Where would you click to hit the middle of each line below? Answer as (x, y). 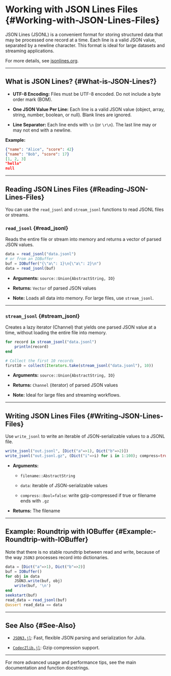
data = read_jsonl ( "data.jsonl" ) (41, 254)
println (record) (32, 346)
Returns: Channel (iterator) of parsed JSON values (65, 385)
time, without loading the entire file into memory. (56, 333)
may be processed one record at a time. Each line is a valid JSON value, (81, 40)
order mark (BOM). (32, 99)
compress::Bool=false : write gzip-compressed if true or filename (88, 495)
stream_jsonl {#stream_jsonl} (42, 316)
